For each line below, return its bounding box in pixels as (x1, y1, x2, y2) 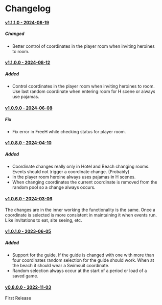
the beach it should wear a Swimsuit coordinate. (12, 263, 110, 269)
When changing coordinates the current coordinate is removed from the (12, 179, 158, 185)
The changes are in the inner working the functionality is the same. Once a (5, 207, 156, 213)
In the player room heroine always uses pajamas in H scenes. (12, 174, 136, 180)
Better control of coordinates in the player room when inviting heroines (12, 43, 155, 49)
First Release (5, 295, 31, 301)
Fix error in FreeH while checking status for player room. (12, 128, 126, 134)
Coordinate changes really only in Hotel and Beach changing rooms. (12, 163, 150, 170)
